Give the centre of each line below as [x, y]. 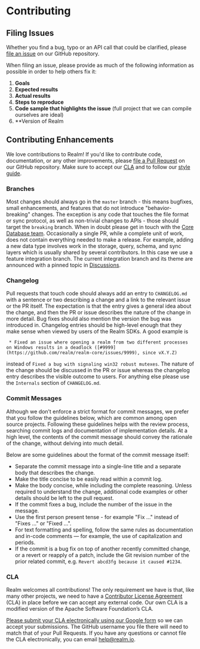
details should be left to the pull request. [64, 498]
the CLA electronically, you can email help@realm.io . [71, 639]
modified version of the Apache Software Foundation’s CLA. [80, 609]
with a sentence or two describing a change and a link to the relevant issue [99, 300]
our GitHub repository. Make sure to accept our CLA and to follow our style [98, 167]
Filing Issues [30, 33]
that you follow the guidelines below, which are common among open [92, 418]
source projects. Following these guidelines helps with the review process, [98, 424]
